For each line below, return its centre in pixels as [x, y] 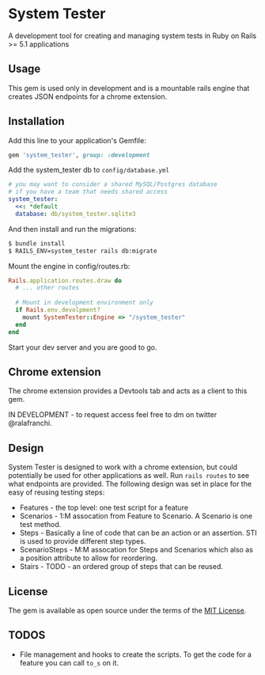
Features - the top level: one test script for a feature [104, 508]
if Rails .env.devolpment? [58, 310]
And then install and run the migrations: [72, 229]
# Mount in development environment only [85, 303]
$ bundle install [37, 243]
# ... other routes [47, 288]
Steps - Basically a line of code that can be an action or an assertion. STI [138, 533]
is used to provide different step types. [83, 541]
